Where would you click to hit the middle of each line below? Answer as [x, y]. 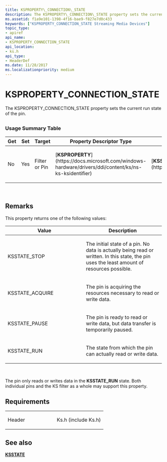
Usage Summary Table [33, 128]
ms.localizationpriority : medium [40, 70]
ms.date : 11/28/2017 [27, 65]
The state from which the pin [120, 348]
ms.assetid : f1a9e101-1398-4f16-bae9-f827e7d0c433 [59, 19]
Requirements [27, 402]
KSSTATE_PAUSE [28, 323]
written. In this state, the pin [118, 256]
